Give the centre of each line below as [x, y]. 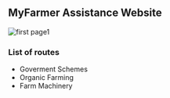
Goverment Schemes [54, 69]
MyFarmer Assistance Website [85, 13]
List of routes [34, 52]
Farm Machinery [46, 86]
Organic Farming [47, 78]
